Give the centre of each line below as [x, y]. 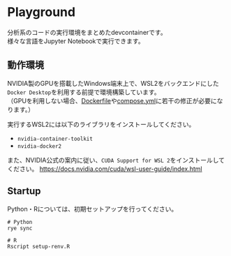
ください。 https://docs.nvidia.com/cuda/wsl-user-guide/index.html [105, 169]
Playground [41, 12]
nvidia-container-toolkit [55, 139]
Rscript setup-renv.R [39, 246]
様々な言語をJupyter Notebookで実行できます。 [76, 41]
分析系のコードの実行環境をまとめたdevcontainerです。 [87, 32]
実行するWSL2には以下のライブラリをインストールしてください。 [101, 124]
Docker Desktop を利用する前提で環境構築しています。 [84, 92]
